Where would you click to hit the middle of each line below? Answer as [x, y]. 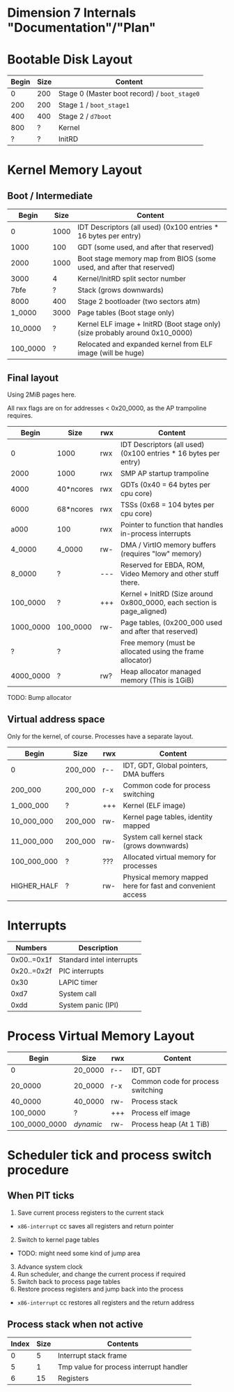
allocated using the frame [162, 651]
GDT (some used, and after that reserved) [146, 247]
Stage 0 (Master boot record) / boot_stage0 [129, 94]
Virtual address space [56, 720]
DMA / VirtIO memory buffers [169, 545]
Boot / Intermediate [50, 196]
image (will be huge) [111, 353]
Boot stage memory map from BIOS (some [147, 258]
